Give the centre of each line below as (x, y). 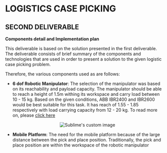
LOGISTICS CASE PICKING (61, 9)
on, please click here (34, 115)
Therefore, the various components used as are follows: (63, 74)
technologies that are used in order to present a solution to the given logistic (83, 59)
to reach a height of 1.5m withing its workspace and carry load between (86, 94)
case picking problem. (28, 64)
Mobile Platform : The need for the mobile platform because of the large (86, 134)
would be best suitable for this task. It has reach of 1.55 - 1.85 (75, 105)
